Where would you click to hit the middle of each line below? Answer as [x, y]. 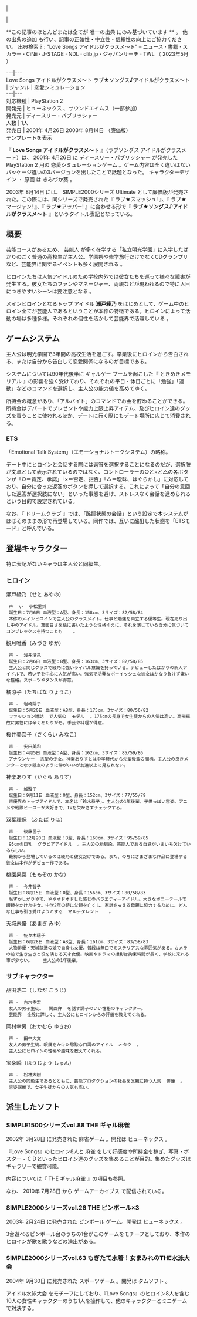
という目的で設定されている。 [42, 501]
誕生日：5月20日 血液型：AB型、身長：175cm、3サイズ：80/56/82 [78, 710]
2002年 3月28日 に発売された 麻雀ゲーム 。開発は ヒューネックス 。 [88, 1139]
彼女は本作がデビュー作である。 [39, 863]
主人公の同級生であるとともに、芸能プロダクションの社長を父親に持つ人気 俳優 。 [97, 1081]
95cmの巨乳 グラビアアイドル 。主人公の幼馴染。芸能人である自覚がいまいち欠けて [97, 845]
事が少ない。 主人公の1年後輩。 [43, 961]
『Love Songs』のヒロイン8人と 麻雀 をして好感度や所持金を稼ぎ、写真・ [95, 1151]
